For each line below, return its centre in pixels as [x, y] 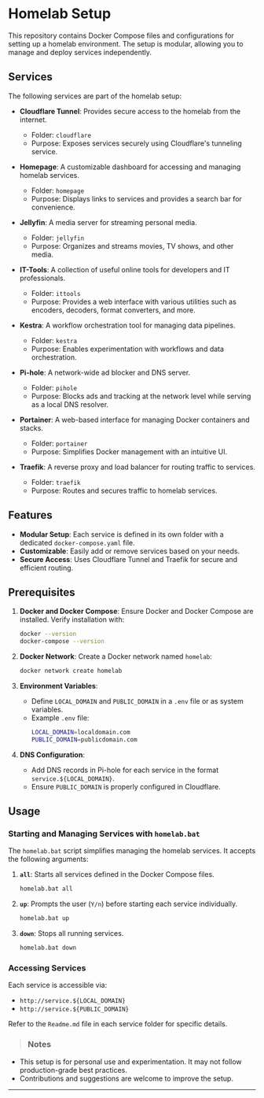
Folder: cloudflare [61, 135]
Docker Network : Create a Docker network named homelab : [115, 656]
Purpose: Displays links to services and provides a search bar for [136, 198]
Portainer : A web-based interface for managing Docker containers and [134, 420]
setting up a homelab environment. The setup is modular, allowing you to [126, 43]
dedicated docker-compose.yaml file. [77, 542]
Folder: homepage [58, 190]
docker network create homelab [71, 671]
